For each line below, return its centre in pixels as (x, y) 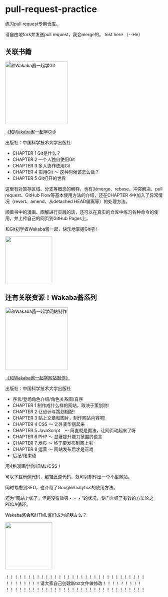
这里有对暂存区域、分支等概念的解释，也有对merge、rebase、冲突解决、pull (84, 188)
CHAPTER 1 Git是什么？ (36, 153)
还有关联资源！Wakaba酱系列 (51, 297)
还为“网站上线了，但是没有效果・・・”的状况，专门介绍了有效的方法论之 (79, 498)
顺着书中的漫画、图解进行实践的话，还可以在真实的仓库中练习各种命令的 (79, 212)
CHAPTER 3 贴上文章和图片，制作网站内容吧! (59, 418)
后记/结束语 (24, 455)
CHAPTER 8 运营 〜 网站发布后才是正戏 (53, 449)
